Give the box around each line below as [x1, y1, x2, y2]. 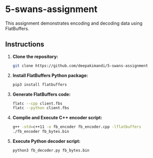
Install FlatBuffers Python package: [12, 72, 88, 78]
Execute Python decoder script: [12, 138, 81, 144]
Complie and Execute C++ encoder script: [12, 115, 102, 121]
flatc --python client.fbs [12, 106, 69, 111]
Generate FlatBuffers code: [12, 91, 71, 97]
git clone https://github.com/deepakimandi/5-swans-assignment [12, 63, 148, 68]
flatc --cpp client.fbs [12, 101, 63, 106]
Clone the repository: [12, 53, 58, 59]
